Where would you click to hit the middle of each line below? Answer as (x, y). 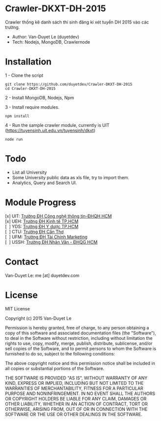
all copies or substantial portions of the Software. (55, 368)
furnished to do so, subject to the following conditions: (60, 353)
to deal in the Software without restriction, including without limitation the (79, 338)
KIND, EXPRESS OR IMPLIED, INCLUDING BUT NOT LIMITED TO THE (74, 383)
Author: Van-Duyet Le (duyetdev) (46, 37)
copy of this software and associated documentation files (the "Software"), (81, 333)
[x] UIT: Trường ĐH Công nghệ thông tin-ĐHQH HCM (58, 216)
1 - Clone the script (24, 75)
